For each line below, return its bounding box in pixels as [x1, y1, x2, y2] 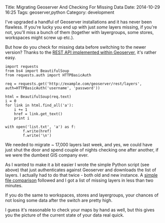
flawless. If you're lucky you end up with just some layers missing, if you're [5, 24, 158, 30]
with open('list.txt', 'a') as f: [5, 125, 76, 129]
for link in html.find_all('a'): [5, 103, 74, 108]
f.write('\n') [23, 133, 52, 138]
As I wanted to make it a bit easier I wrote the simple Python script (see [5, 162, 150, 167]
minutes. [5, 183, 23, 189]
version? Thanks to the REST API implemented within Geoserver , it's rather [5, 49, 157, 55]
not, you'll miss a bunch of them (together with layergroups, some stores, [5, 30, 154, 35]
